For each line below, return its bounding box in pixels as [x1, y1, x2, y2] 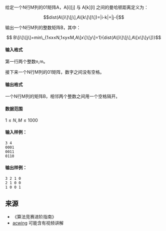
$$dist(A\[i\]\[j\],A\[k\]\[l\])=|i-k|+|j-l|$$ [43, 14, 125, 20]
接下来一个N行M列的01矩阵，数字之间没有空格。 [5, 69, 105, 75]
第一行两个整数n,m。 [5, 59, 48, 65]
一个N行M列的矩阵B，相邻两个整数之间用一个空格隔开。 [5, 94, 121, 100]
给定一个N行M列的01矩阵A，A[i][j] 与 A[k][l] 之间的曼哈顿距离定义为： [5, 4, 149, 10]
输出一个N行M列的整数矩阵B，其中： [5, 24, 81, 30]
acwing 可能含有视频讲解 [12, 220, 64, 226]
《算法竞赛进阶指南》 [12, 214, 56, 220]
